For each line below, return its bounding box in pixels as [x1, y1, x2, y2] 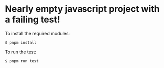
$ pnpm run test [5, 58, 39, 63]
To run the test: [5, 49, 36, 55]
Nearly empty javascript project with [5, 3, 160, 15]
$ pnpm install [5, 40, 37, 45]
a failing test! [5, 14, 61, 25]
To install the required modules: [5, 30, 70, 36]
